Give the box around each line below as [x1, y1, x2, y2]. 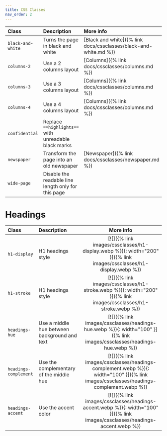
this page [43, 189, 65, 196]
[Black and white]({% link [83, 36, 143, 43]
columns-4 [7, 104, 31, 110]
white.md [83, 48, 105, 55]
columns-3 [7, 84, 31, 89]
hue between [38, 326, 70, 333]
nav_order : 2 [5, 12, 32, 17]
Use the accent [38, 404, 75, 411]
